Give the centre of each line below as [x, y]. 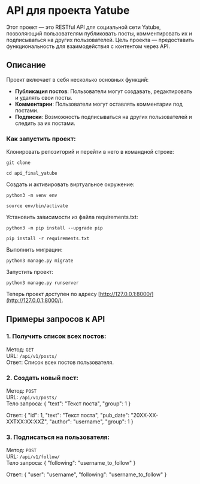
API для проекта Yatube [68, 11]
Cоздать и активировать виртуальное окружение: [70, 184]
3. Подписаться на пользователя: [58, 437]
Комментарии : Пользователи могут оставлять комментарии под [99, 104]
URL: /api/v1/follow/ [33, 456]
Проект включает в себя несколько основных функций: [77, 79]
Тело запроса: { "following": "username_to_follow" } [71, 463]
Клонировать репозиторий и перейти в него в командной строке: [90, 152]
